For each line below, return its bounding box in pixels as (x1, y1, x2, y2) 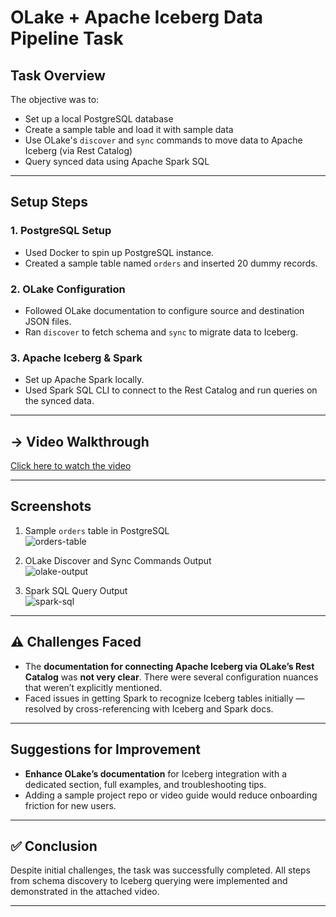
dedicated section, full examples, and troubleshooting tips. (24, 778, 267, 790)
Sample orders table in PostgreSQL (24, 524, 170, 536)
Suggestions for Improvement (10, 741, 202, 758)
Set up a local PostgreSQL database (24, 113, 174, 125)
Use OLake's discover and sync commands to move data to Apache (24, 134, 303, 146)
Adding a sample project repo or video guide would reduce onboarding (24, 789, 318, 801)
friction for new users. (24, 799, 117, 811)
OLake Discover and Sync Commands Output (24, 554, 212, 566)
